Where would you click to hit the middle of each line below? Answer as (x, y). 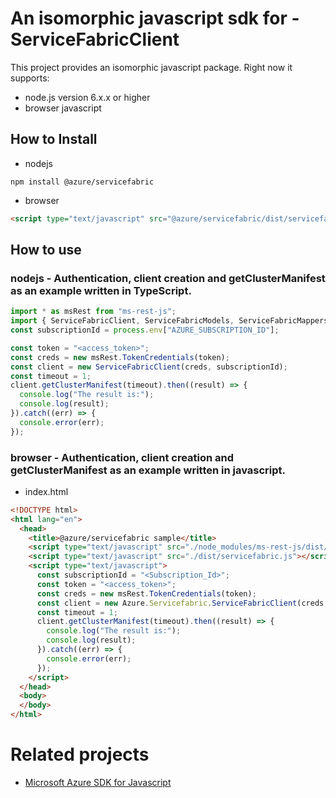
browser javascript (63, 108)
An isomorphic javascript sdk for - (155, 18)
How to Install (54, 139)
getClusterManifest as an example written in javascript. (148, 470)
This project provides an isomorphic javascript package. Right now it (151, 67)
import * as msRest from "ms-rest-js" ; (93, 312)
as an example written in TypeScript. (101, 290)
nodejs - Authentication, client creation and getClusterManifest (168, 278)
